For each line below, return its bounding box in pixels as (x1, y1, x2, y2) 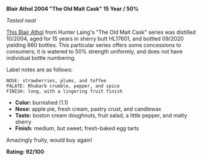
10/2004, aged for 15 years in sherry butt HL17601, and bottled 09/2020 (6, 35, 184, 42)
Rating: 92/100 (6, 148, 44, 155)
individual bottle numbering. (6, 54, 76, 61)
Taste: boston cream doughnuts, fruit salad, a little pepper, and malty (14, 112, 188, 119)
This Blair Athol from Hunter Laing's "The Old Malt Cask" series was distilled (6, 28, 196, 36)
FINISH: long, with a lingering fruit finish (6, 88, 122, 94)
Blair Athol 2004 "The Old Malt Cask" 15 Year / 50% (6, 5, 139, 12)
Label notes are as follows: (6, 66, 73, 73)
